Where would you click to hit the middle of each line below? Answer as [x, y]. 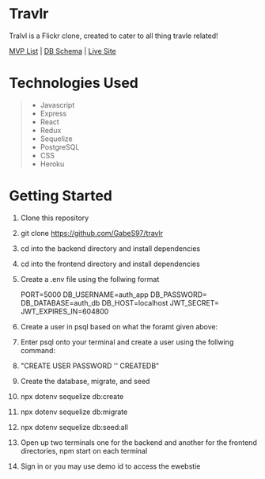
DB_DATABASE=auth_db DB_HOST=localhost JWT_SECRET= [120, 302]
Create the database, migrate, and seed [85, 381]
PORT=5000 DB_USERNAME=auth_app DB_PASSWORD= [114, 295]
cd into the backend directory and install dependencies [110, 248]
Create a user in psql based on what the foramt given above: [119, 326]
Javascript [57, 105]
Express [53, 113]
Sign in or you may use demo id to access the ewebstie [110, 466]
